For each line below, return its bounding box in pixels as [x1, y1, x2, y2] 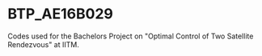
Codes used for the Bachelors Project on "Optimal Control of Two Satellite [7, 31, 254, 41]
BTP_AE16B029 [7, 5, 114, 23]
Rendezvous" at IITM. [7, 39, 80, 49]
